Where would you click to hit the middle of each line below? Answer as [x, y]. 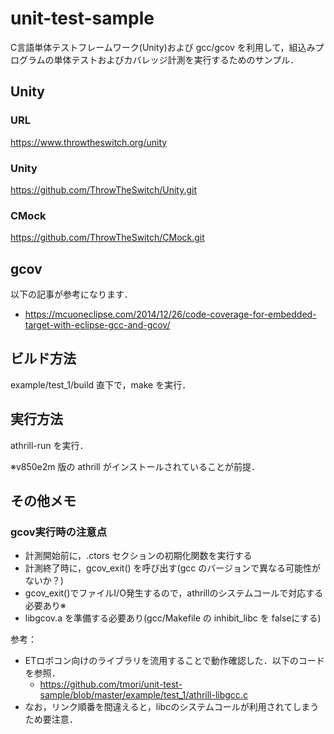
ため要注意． [51, 719]
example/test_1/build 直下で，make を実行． [101, 384]
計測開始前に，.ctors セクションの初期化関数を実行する [138, 556]
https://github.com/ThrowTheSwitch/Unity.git [104, 189]
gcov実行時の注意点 [59, 532]
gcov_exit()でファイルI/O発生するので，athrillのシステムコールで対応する [174, 593]
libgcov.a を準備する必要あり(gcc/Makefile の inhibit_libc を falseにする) [173, 618]
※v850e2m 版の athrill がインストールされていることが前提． [135, 466]
